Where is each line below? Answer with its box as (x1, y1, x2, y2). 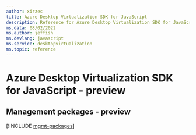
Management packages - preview (6, 107, 131, 117)
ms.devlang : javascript (6, 35, 64, 41)
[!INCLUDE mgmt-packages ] (6, 122, 75, 129)
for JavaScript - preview (6, 84, 126, 97)
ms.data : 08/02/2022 (6, 24, 57, 31)
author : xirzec (6, 8, 43, 15)
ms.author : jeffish (6, 30, 54, 36)
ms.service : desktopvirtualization (6, 41, 93, 47)
